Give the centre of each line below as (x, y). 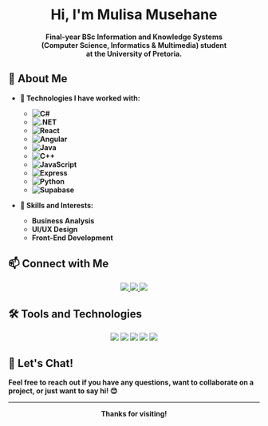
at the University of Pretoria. (134, 53)
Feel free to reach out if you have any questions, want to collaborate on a (131, 383)
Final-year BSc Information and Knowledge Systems (134, 37)
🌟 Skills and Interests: (57, 205)
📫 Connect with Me (59, 264)
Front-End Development (72, 238)
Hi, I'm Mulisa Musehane (134, 15)
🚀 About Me (38, 79)
